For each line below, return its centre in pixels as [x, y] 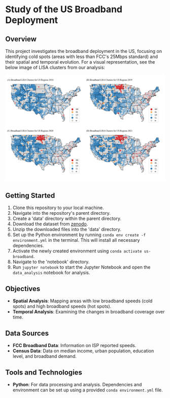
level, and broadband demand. [45, 356]
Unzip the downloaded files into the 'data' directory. [67, 230]
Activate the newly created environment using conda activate [77, 251]
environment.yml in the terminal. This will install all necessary [76, 240]
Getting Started [30, 196]
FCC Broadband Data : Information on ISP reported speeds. [74, 346]
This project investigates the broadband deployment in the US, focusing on [84, 51]
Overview [21, 39]
